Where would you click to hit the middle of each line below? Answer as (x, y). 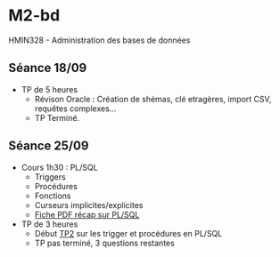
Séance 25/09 (49, 146)
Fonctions (53, 196)
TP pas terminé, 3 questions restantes (104, 243)
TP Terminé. (57, 117)
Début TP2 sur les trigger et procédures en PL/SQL (128, 233)
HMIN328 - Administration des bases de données (99, 40)
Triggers (50, 177)
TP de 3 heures (49, 224)
